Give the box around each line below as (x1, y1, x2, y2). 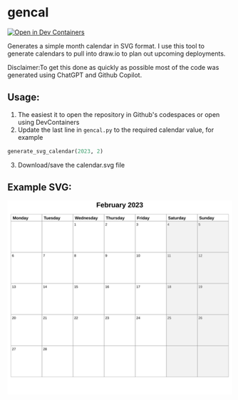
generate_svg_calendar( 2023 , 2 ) (7, 148, 103, 155)
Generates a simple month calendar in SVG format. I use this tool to (7, 41, 205, 50)
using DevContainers (17, 118, 80, 126)
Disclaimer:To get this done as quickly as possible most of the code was (7, 63, 219, 71)
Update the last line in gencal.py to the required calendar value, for (17, 125, 214, 134)
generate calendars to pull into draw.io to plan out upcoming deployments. (7, 49, 226, 58)
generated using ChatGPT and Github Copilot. (7, 71, 143, 79)
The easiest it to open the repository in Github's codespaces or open (17, 110, 220, 118)
